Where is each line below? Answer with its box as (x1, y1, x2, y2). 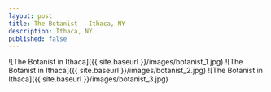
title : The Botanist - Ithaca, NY (8, 20, 126, 28)
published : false (8, 34, 68, 43)
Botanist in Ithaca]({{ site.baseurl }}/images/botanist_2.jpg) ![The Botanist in (8, 66, 263, 76)
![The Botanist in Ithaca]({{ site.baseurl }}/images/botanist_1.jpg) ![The (8, 57, 243, 67)
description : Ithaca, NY (8, 27, 93, 35)
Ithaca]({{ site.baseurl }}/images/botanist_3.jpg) (8, 74, 168, 84)
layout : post (8, 11, 53, 20)
